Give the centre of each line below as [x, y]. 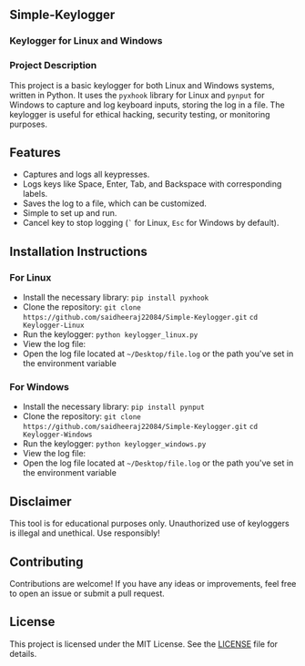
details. [23, 653]
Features [35, 153]
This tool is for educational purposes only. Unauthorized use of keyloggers [149, 524]
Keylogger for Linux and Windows [86, 41]
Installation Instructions [79, 251]
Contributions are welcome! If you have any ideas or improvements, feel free [153, 584]
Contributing [46, 562]
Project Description [53, 66]
